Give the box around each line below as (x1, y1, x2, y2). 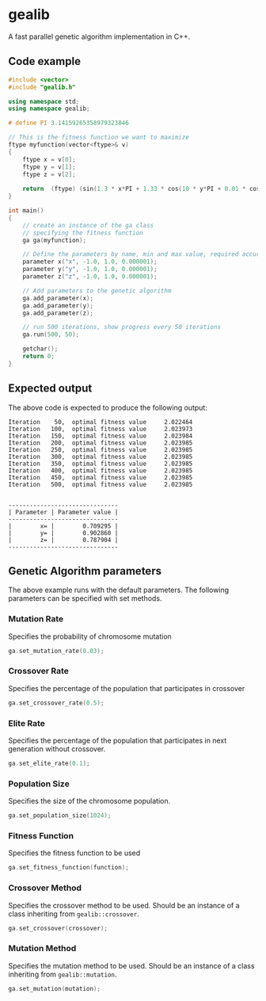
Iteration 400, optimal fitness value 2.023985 (8, 466, 193, 475)
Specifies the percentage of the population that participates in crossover (8, 683, 245, 693)
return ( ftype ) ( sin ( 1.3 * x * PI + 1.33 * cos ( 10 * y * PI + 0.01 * (22, 185, 246, 193)
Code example (8, 55, 82, 68)
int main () (8, 207, 44, 215)
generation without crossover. (8, 744, 106, 754)
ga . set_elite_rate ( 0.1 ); (8, 759, 90, 768)
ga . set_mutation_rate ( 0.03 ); (8, 647, 104, 655)
